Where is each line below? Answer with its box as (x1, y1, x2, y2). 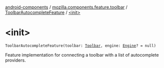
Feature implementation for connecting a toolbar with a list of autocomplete (5, 52, 159, 58)
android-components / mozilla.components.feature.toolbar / (5, 4, 128, 10)
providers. (5, 57, 26, 63)
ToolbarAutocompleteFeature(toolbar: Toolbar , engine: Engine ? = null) (5, 43, 156, 48)
